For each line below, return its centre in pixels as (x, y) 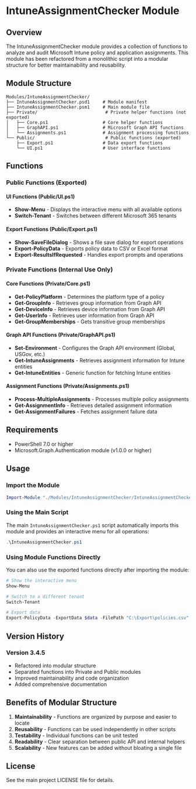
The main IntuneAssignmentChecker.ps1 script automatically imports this (92, 525)
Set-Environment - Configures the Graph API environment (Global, (95, 348)
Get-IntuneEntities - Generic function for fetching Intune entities (92, 373)
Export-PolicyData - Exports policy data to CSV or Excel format (91, 248)
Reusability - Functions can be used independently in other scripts (95, 729)
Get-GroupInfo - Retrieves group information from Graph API (88, 303)
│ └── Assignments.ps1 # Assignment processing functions (98, 133)
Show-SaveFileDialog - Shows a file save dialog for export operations (99, 242)
